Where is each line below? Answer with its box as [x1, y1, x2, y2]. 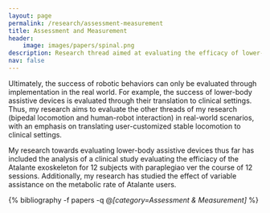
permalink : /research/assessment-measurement [8, 19, 163, 27]
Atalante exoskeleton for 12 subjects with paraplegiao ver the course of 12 [8, 162, 253, 172]
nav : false [8, 57, 45, 65]
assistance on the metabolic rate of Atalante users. [8, 179, 177, 189]
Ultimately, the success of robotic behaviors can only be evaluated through [8, 78, 257, 88]
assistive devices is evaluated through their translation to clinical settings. [8, 96, 252, 105]
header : [8, 34, 35, 43]
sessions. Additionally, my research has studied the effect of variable [8, 170, 237, 181]
